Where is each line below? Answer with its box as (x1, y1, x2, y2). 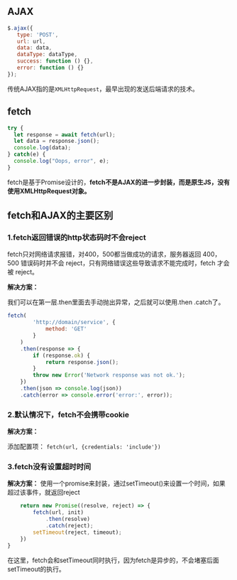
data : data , (16, 44, 53, 52)
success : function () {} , (16, 58, 94, 65)
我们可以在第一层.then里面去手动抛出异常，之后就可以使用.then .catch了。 (7, 298, 225, 306)
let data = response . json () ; (13, 138, 100, 145)
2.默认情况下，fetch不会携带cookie (7, 409, 130, 419)
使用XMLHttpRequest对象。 (7, 186, 91, 195)
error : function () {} (16, 64, 84, 72)
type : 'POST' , (16, 31, 59, 38)
